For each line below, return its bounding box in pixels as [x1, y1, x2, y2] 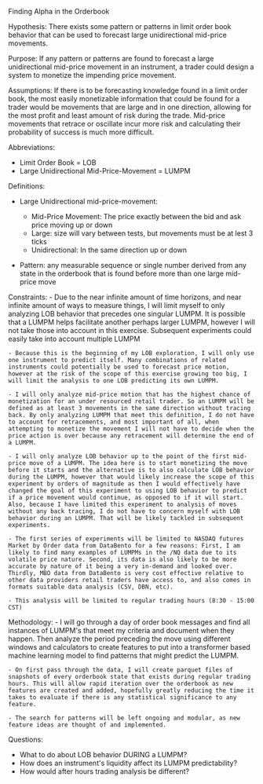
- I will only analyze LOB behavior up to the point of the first [8, 452, 230, 460]
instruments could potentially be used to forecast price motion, [8, 363, 230, 371]
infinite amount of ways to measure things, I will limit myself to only [8, 301, 225, 310]
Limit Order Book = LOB [19, 158, 97, 167]
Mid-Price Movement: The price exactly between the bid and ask [31, 212, 242, 221]
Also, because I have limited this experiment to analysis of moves [8, 500, 237, 508]
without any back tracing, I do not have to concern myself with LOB [8, 507, 241, 515]
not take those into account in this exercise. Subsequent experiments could [8, 326, 252, 335]
